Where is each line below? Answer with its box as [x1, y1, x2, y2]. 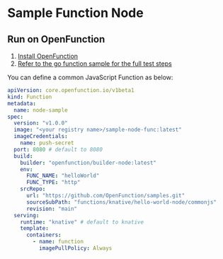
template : [20, 225, 50, 232]
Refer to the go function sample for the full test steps [17, 59, 172, 68]
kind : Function [7, 93, 52, 100]
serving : [13, 212, 40, 219]
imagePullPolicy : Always [38, 245, 113, 252]
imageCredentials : [13, 133, 69, 140]
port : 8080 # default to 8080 [13, 146, 103, 153]
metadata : [7, 100, 37, 107]
